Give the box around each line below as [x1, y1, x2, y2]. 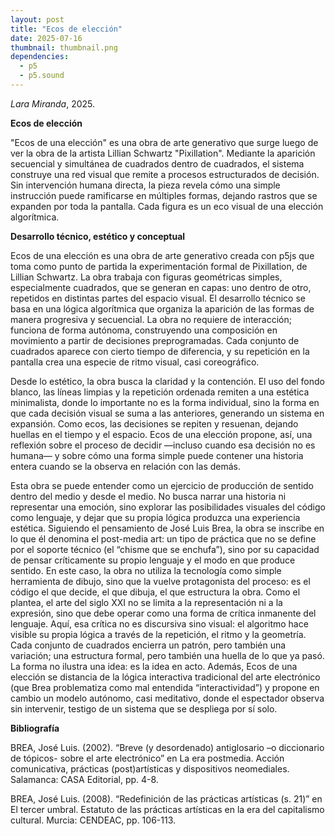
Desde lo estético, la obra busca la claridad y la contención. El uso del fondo [10, 375, 325, 387]
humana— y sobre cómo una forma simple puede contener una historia [10, 449, 304, 461]
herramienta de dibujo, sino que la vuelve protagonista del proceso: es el [10, 575, 311, 587]
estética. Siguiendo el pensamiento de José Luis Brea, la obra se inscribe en [10, 522, 325, 534]
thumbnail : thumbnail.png [10, 42, 118, 53]
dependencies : [10, 52, 70, 62]
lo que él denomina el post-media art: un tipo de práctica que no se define [10, 532, 317, 545]
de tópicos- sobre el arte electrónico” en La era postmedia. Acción [10, 752, 285, 764]
